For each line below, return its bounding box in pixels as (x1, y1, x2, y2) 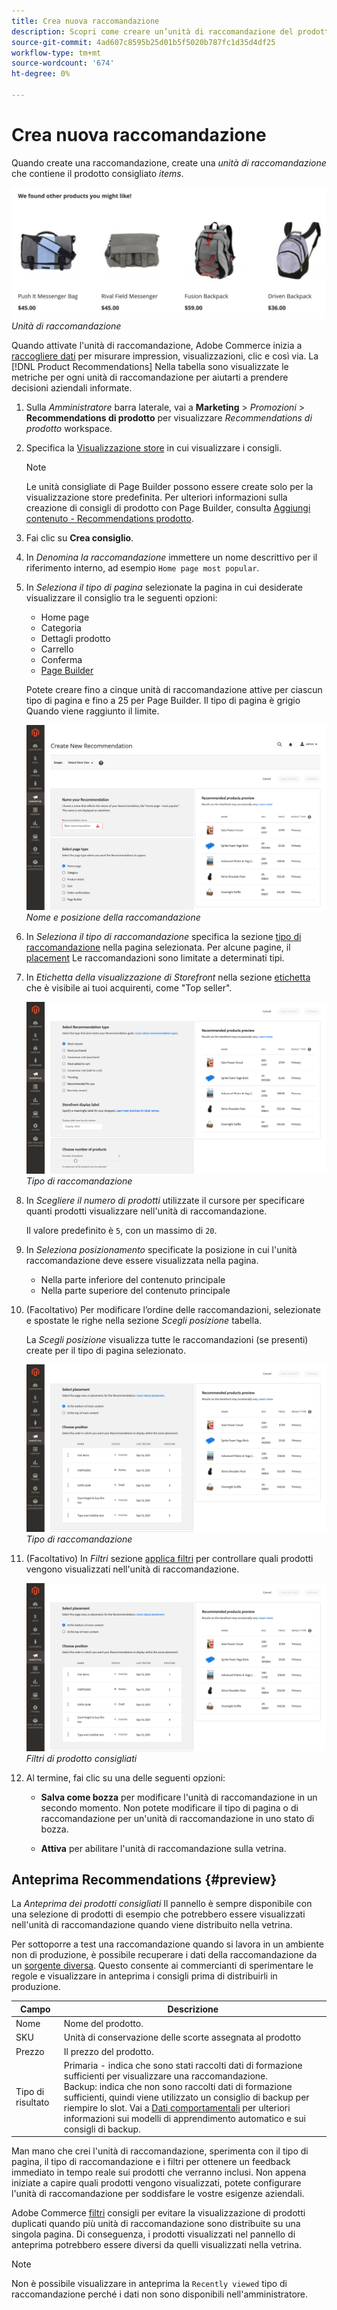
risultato (15, 2096, 50, 2109)
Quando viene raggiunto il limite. (25, 705, 160, 717)
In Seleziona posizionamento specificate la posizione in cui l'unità (25, 1244, 298, 1256)
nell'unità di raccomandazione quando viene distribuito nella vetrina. (11, 1919, 293, 1931)
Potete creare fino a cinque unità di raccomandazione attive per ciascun (25, 683, 323, 695)
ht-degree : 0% (11, 69, 71, 79)
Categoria (40, 621, 82, 634)
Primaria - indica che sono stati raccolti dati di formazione (63, 2059, 303, 2071)
